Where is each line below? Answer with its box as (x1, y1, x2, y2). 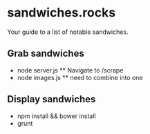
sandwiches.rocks (7, 5, 116, 21)
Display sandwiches (7, 93, 96, 105)
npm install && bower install (17, 112, 96, 120)
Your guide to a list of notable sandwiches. (7, 28, 129, 36)
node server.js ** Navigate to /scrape (17, 66, 124, 74)
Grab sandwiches (7, 48, 84, 59)
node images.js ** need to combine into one (17, 73, 143, 82)
